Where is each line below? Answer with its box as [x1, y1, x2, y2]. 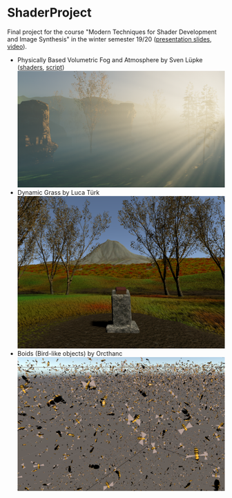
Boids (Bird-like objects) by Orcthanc [17, 349, 123, 358]
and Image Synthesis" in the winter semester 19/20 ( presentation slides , [7, 35, 212, 43]
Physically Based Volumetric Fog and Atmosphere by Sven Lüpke [17, 55, 203, 64]
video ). [7, 42, 28, 50]
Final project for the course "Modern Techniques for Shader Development [7, 28, 217, 36]
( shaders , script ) [17, 63, 65, 71]
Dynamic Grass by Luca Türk [17, 188, 100, 196]
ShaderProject [7, 5, 92, 21]
